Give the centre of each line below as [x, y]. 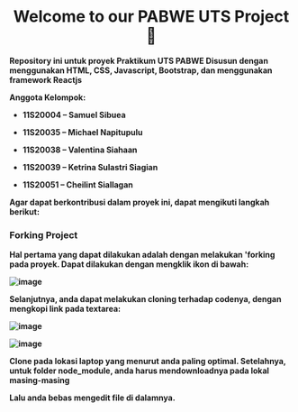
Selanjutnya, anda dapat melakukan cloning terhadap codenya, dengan [145, 299]
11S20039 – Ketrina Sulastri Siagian [90, 167]
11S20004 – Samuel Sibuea [74, 114]
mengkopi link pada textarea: [65, 309]
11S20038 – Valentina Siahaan [80, 150]
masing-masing [40, 380]
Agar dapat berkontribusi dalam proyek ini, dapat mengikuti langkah [140, 202]
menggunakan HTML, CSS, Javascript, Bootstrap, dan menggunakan [141, 70]
